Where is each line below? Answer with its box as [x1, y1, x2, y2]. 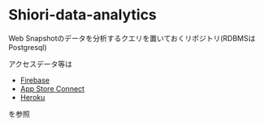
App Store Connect [19, 83, 85, 94]
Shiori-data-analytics [8, 6, 157, 24]
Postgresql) [8, 42, 47, 52]
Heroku [19, 92, 45, 102]
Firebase [19, 75, 50, 85]
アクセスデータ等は [8, 59, 73, 69]
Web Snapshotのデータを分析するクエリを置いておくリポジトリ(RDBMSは [8, 33, 256, 43]
